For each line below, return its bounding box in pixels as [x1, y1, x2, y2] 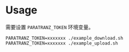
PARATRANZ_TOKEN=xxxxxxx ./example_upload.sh [5, 40, 118, 46]
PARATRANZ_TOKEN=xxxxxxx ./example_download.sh [5, 35, 124, 41]
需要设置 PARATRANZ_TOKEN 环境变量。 [5, 23, 94, 30]
